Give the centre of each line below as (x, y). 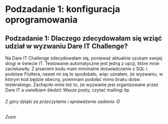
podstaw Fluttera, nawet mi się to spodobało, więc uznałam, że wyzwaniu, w (84, 74)
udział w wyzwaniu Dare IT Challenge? (67, 46)
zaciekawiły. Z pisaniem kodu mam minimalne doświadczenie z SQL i (76, 69)
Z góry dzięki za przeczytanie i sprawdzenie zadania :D (63, 101)
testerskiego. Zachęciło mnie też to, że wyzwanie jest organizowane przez (82, 84)
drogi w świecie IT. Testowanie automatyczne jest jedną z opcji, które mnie (82, 63)
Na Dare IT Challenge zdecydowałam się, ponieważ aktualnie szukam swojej (84, 58)
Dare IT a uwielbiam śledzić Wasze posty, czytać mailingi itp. (68, 90)
